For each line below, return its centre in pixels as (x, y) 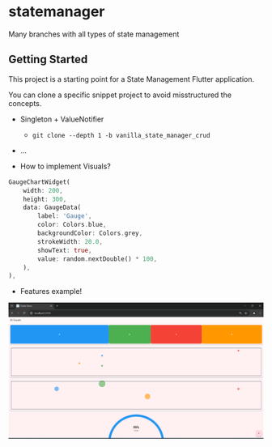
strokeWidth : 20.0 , (70, 241)
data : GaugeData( (52, 208)
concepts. (25, 103)
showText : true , (65, 250)
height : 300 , (45, 199)
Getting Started (48, 60)
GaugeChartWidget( (39, 182)
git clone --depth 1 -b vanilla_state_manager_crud (121, 135)
